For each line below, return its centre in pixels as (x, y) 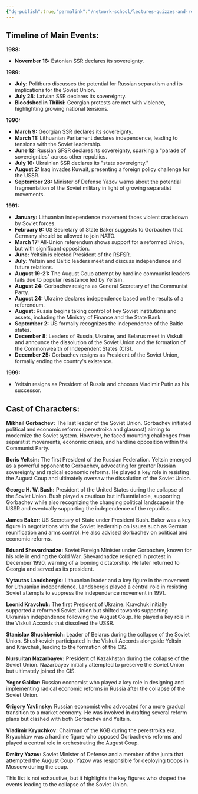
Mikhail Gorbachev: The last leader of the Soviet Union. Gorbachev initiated (99, 423)
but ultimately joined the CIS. (41, 671)
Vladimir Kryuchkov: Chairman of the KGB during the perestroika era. (91, 730)
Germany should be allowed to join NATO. (65, 236)
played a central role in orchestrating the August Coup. (73, 743)
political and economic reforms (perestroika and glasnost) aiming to (88, 429)
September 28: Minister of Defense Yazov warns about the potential (98, 182)
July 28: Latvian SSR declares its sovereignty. (70, 96)
